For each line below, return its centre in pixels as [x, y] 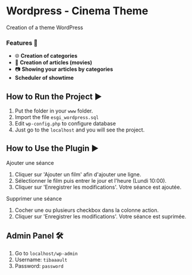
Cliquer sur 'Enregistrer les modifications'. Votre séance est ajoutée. [98, 187]
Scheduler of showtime [44, 78]
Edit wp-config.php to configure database [65, 124]
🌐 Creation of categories [46, 56]
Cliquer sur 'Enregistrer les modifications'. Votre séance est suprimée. [100, 216]
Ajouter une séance [30, 162]
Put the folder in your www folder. [54, 111]
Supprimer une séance [34, 198]
